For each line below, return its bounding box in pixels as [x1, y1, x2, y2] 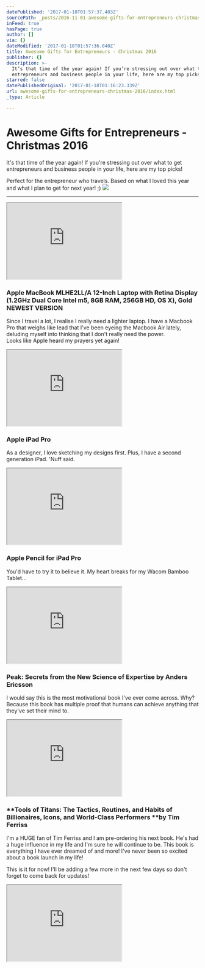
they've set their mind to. [6, 707, 69, 714]
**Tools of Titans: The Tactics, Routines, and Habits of [6, 805, 173, 814]
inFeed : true [6, 20, 40, 26]
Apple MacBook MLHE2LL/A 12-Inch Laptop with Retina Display [6, 288, 198, 296]
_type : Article [6, 94, 45, 100]
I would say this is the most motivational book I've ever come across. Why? [6, 694, 195, 701]
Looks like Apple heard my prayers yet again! [6, 337, 120, 344]
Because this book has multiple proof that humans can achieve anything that [6, 700, 199, 708]
